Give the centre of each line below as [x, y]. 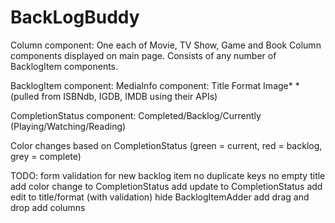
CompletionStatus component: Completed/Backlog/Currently [136, 115]
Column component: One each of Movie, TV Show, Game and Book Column [166, 45]
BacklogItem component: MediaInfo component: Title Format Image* [151, 85]
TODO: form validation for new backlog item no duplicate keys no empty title [168, 175]
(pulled [25, 96]
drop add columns [48, 207]
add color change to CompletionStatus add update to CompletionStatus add [166, 186]
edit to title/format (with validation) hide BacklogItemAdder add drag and [160, 197]
